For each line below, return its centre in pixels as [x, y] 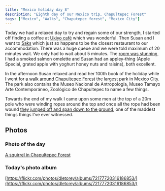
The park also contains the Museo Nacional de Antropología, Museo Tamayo [83, 84]
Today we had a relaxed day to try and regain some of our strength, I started [82, 33]
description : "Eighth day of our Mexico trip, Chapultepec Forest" [76, 14]
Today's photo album [31, 167]
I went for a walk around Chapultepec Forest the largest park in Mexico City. [82, 79]
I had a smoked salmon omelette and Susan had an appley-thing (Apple [78, 59]
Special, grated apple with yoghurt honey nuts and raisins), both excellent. [81, 64]
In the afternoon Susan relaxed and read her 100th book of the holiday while [82, 74]
